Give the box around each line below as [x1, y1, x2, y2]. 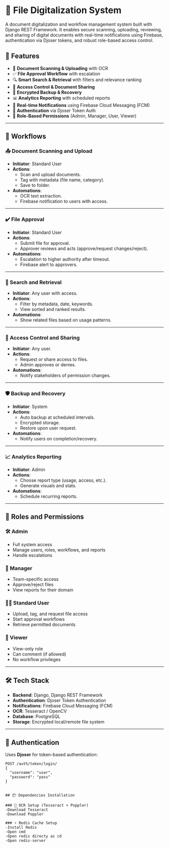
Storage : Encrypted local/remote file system [12, 719, 105, 725]
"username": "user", [10, 770, 53, 775]
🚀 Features [5, 52, 40, 60]
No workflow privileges [12, 656, 61, 662]
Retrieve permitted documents [12, 622, 76, 628]
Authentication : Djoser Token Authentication [12, 697, 107, 703]
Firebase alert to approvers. [20, 262, 78, 268]
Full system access [12, 541, 52, 547]
